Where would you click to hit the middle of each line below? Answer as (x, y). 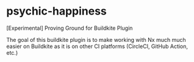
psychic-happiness (56, 11)
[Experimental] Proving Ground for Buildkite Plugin (70, 28)
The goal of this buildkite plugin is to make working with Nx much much (96, 40)
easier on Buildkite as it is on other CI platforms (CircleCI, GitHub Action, (97, 46)
